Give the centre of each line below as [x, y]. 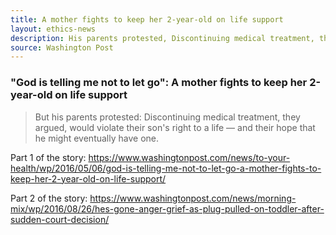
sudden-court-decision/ [60, 219]
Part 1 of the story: [48, 157]
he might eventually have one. [96, 138]
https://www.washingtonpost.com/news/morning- [193, 198]
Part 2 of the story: [49, 198]
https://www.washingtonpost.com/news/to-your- [189, 157]
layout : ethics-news [53, 29]
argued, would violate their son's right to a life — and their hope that [175, 127]
